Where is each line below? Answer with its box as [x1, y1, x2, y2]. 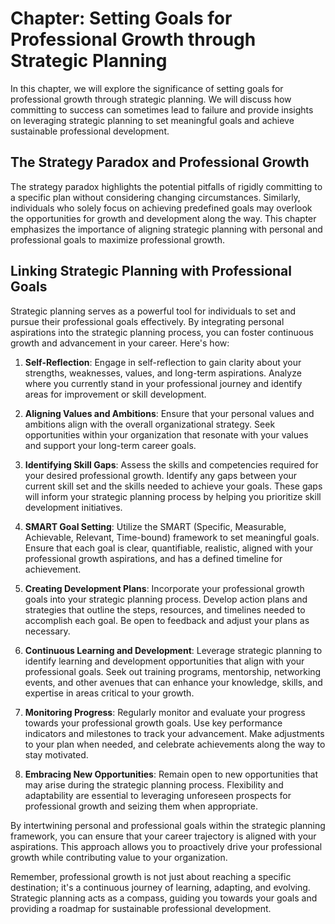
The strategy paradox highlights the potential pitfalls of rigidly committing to [10, 180, 323, 192]
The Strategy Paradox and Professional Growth [10, 154, 310, 171]
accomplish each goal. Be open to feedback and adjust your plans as [24, 614, 310, 626]
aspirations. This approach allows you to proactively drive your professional [10, 840, 323, 852]
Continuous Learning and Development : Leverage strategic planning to [24, 644, 323, 656]
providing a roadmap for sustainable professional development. [10, 902, 272, 914]
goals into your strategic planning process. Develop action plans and [24, 593, 308, 605]
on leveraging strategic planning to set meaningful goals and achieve [10, 114, 295, 126]
